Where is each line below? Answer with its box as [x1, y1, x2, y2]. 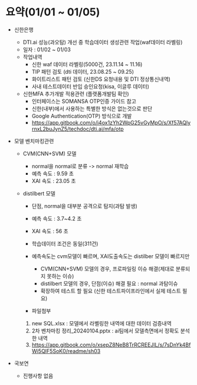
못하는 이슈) [47, 272, 74, 279]
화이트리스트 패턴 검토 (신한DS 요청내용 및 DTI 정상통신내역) [31, 75, 170, 83]
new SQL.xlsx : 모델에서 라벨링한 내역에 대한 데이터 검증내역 [31, 319, 172, 327]
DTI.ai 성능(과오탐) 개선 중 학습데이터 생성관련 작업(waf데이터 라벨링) [22, 38, 183, 45]
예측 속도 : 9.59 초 [31, 169, 74, 177]
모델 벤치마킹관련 [14, 137, 54, 145]
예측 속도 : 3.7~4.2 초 [31, 215, 82, 222]
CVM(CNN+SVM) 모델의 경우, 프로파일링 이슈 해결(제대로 [40, 265, 175, 272]
